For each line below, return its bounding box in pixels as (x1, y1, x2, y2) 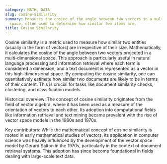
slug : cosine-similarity (5, 12, 57, 17)
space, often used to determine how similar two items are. (9, 21, 137, 26)
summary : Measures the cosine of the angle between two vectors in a (5, 16, 153, 21)
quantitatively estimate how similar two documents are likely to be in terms (5, 76, 158, 82)
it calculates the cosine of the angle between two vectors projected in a (5, 50, 152, 56)
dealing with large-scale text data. (5, 153, 76, 159)
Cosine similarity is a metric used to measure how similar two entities (5, 39, 147, 45)
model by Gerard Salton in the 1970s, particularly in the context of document (5, 143, 162, 149)
